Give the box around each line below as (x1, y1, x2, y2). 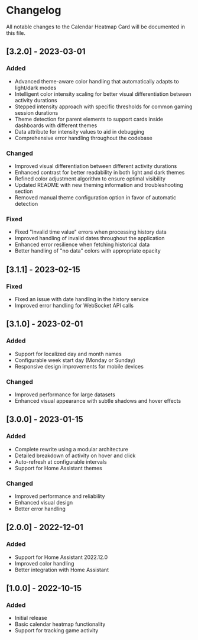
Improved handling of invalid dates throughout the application (14, 235, 165, 242)
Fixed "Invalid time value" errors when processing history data (14, 228, 167, 235)
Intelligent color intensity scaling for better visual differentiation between (14, 90, 191, 98)
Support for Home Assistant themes (14, 464, 102, 471)
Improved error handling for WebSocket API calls (14, 302, 134, 309)
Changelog (6, 4, 61, 17)
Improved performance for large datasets (14, 391, 115, 398)
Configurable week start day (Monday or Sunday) (14, 356, 136, 364)
